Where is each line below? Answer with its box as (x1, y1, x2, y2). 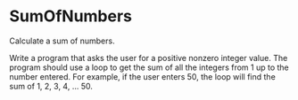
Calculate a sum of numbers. (9, 35, 115, 46)
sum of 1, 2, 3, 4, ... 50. (9, 81, 94, 91)
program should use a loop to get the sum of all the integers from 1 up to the (9, 62, 289, 73)
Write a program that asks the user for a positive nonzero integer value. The (9, 52, 288, 63)
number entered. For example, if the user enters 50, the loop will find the (9, 71, 277, 81)
